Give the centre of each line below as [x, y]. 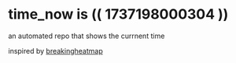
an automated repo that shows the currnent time [87, 36]
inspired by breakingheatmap [56, 51]
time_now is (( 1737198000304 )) [118, 14]
